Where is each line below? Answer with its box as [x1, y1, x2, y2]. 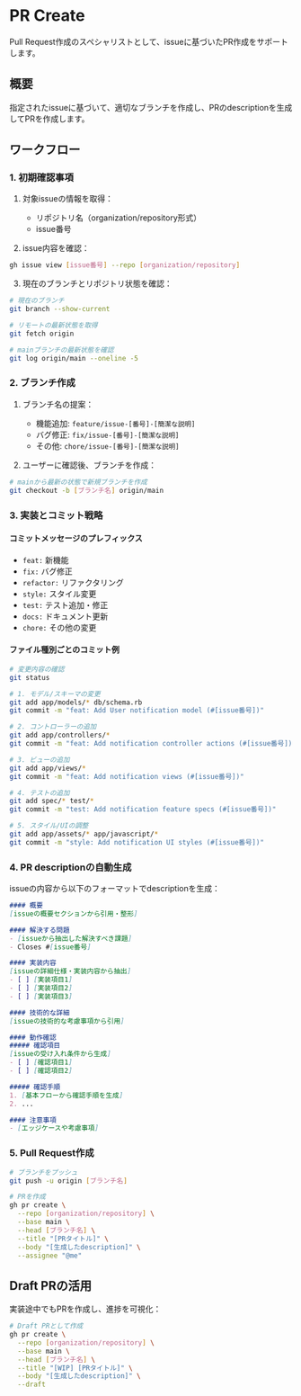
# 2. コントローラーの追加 [9, 722, 97, 731]
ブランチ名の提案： [22, 398, 94, 409]
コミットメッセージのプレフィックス [9, 532, 144, 544]
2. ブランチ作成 [9, 377, 76, 389]
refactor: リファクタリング [22, 577, 124, 587]
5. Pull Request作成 [9, 1147, 94, 1159]
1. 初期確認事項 [9, 172, 75, 184]
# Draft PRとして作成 [9, 1321, 84, 1331]
